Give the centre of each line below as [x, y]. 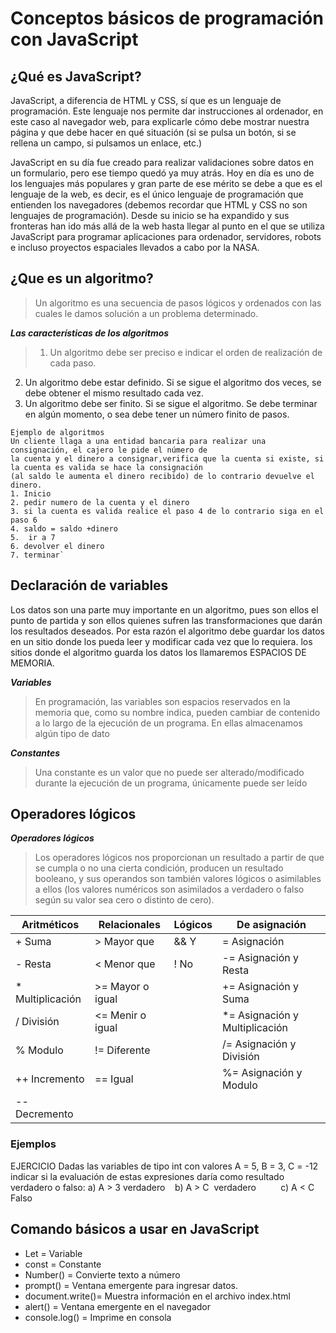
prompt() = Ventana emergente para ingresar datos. [131, 1285]
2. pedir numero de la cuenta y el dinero [100, 502]
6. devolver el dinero [57, 546]
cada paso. [73, 363]
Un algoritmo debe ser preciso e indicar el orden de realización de [186, 352]
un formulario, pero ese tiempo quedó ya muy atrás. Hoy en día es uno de [162, 173]
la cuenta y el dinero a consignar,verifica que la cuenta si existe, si [167, 458]
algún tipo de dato [72, 733]
